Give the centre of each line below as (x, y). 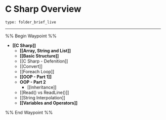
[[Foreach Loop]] (37, 71)
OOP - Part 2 (33, 82)
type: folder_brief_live (31, 22)
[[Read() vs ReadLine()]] (44, 92)
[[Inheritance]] (42, 87)
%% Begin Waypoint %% (31, 36)
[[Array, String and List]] (45, 51)
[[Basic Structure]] (39, 56)
